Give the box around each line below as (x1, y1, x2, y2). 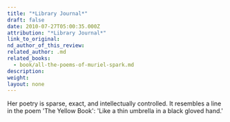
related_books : (7, 55, 51, 62)
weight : (7, 74, 30, 81)
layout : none (7, 81, 45, 88)
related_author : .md (7, 49, 67, 56)
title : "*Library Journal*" (7, 10, 88, 17)
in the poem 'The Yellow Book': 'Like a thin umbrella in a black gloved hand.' (7, 107, 223, 115)
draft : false (7, 17, 45, 23)
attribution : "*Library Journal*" (7, 29, 107, 37)
